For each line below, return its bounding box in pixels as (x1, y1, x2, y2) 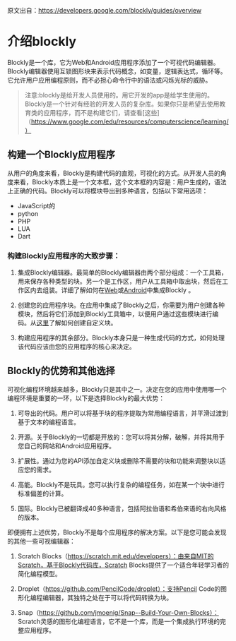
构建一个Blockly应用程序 (7, 149, 115, 161)
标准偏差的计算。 (17, 489, 68, 498)
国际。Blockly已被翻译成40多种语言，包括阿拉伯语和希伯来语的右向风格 (17, 504, 227, 513)
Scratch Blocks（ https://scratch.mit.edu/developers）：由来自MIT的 (17, 551, 214, 560)
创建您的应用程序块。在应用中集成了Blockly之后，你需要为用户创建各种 (17, 301, 225, 309)
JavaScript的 (17, 201, 56, 210)
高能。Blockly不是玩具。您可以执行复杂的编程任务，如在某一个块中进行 (17, 480, 225, 489)
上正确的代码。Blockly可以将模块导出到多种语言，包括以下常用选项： (7, 186, 208, 195)
